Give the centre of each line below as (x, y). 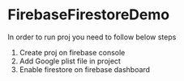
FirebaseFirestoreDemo (89, 15)
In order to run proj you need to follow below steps (92, 37)
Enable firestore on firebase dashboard (85, 69)
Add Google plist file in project (70, 61)
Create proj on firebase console (72, 52)
